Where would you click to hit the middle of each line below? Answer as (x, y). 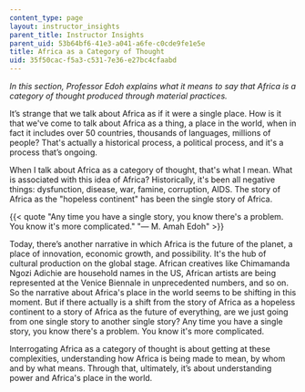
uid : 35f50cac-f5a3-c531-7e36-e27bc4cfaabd (93, 60)
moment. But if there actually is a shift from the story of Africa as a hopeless (152, 302)
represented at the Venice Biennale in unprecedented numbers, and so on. (149, 283)
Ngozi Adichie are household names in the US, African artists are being (142, 273)
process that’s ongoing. (54, 152)
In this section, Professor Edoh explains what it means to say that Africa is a (153, 86)
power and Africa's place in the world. (81, 378)
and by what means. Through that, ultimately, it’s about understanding (141, 368)
